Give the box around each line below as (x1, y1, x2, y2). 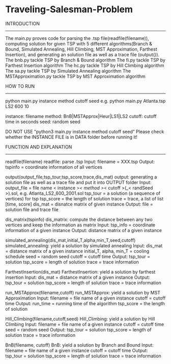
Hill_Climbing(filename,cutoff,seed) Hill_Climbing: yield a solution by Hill (5, 315, 155, 322)
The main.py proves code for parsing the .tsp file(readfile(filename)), (5, 35, 149, 41)
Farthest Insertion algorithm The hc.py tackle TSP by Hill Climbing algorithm (5, 62, 164, 69)
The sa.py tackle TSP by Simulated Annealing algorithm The (5, 67, 131, 74)
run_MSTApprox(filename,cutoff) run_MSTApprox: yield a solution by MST (5, 289, 160, 295)
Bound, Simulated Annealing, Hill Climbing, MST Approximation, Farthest (5, 46, 157, 52)
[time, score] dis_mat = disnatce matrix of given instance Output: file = (5, 201, 154, 207)
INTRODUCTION (5, 20, 40, 27)
